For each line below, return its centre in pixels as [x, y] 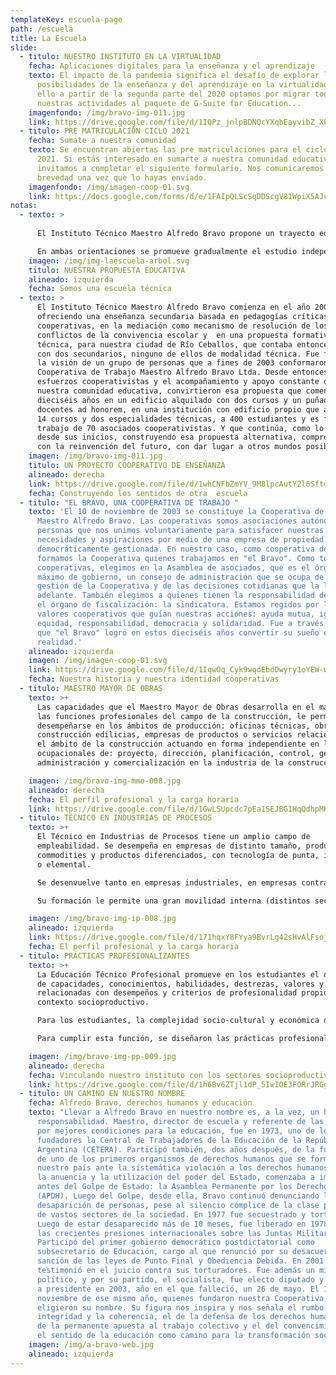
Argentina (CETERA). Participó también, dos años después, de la [175, 1149]
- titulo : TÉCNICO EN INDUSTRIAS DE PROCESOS [116, 818]
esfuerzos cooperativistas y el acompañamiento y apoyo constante [178, 382]
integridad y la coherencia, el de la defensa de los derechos [171, 1317]
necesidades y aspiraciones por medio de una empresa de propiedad [180, 540]
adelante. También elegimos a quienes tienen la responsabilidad [175, 596]
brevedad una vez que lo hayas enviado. [122, 177]
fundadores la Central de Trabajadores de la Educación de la [169, 1140]
